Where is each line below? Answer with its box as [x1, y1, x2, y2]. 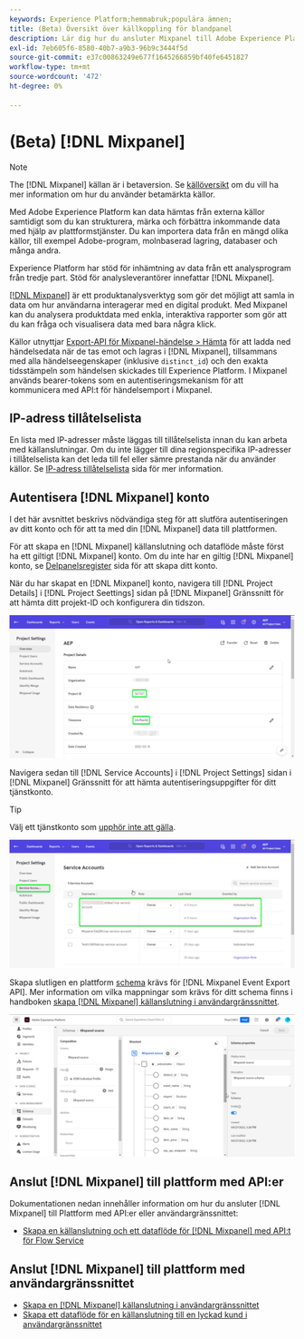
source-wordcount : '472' [9, 73, 103, 82]
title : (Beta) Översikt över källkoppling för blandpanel [9, 24, 233, 34]
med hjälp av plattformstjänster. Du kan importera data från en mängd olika [9, 225, 290, 236]
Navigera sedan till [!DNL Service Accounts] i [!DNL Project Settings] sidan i [9, 767, 292, 778]
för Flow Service [22, 1235, 84, 1246]
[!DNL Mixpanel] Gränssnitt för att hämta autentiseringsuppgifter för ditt [9, 777, 277, 788]
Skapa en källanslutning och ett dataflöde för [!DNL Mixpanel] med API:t [22, 1226, 291, 1236]
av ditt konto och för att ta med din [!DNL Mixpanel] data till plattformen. [9, 523, 278, 534]
